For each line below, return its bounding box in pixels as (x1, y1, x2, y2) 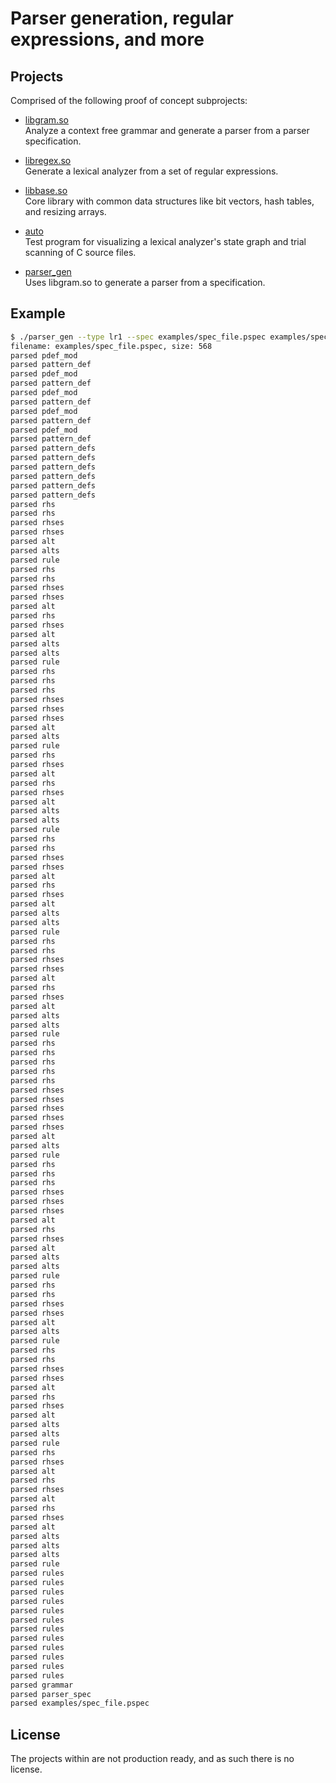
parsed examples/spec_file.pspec (10, 1698, 150, 1709)
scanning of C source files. (24, 247, 137, 258)
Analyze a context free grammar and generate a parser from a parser (24, 125, 310, 136)
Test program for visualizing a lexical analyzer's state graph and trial (24, 236, 307, 247)
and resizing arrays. (24, 206, 107, 217)
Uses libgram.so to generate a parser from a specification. (24, 277, 266, 288)
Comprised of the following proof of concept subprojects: (10, 95, 248, 106)
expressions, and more (10, 28, 205, 51)
